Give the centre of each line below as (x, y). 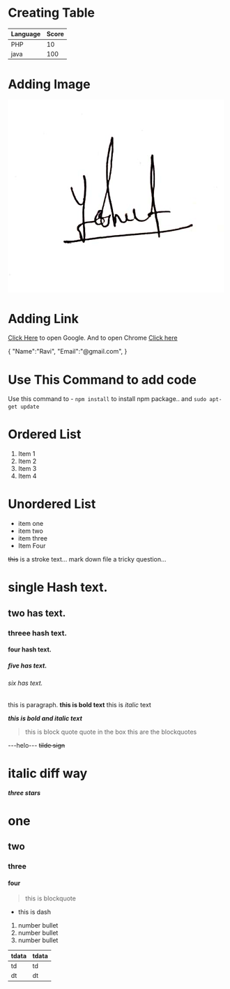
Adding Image (49, 84)
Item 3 (27, 469)
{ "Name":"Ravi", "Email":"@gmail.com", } (68, 352)
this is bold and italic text (45, 718)
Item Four (32, 546)
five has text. (28, 665)
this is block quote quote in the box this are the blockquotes (111, 732)
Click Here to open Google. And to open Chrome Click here (93, 338)
